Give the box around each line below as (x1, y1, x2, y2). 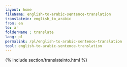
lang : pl (5, 35, 23, 40)
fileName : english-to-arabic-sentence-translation (5, 12, 111, 17)
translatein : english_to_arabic (5, 16, 71, 21)
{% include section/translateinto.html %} (5, 57, 88, 63)
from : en (5, 21, 23, 26)
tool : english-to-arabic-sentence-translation (5, 44, 102, 48)
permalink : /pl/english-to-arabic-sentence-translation (5, 39, 122, 44)
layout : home (5, 7, 32, 12)
